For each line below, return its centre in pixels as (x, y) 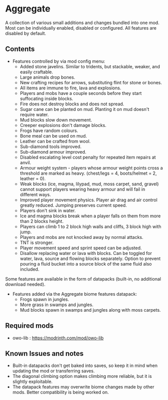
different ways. (35, 194)
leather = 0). (33, 178)
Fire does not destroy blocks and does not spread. (72, 104)
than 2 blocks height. (42, 221)
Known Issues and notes (44, 354)
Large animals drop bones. (47, 77)
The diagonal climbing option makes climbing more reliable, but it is (82, 376)
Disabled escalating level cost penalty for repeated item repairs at (88, 157)
